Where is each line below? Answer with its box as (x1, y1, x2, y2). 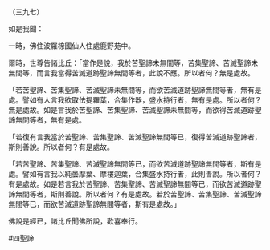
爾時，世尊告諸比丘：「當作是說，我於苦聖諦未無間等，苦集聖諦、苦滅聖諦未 (8, 58, 259, 67)
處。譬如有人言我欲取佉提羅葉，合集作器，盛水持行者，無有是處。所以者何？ (8, 95, 262, 104)
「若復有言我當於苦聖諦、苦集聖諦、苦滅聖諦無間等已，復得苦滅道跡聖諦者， (8, 132, 262, 142)
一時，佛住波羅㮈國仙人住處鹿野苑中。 (8, 41, 135, 50)
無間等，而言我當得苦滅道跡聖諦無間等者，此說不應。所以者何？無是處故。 (8, 68, 255, 78)
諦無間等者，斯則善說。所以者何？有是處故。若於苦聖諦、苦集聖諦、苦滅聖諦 (8, 189, 262, 199)
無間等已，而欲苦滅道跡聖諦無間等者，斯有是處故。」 (8, 200, 181, 208)
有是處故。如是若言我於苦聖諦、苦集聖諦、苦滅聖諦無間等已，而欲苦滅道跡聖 (8, 179, 262, 188)
